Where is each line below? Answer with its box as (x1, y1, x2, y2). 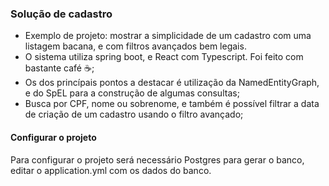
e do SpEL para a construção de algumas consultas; (24, 87, 240, 99)
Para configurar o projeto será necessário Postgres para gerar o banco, (10, 153, 305, 166)
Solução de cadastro (10, 7, 113, 21)
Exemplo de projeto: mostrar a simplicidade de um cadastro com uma (24, 30, 312, 42)
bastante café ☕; (24, 62, 95, 74)
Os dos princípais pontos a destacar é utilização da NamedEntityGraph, (24, 77, 320, 89)
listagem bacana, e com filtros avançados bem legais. (24, 40, 247, 52)
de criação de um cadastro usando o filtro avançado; (24, 108, 244, 121)
